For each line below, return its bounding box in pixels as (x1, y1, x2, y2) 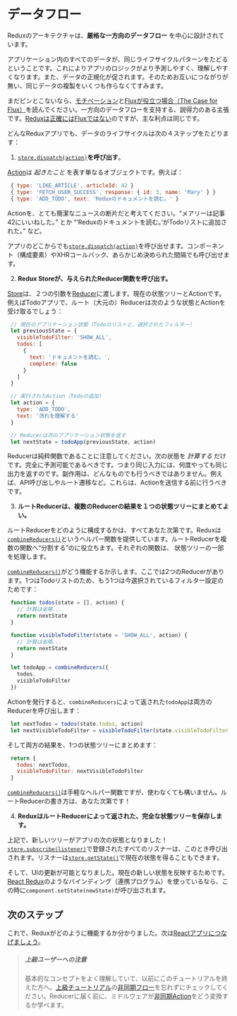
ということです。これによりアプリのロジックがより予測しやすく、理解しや (7, 64, 222, 72)
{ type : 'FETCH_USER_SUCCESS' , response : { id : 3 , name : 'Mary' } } (10, 189, 217, 196)
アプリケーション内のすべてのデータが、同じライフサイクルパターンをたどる (7, 54, 229, 64)
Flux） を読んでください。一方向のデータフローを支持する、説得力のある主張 (7, 105, 229, 114)
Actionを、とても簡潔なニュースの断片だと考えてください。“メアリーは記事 (7, 209, 226, 217)
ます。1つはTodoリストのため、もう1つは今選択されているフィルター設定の (7, 576, 224, 585)
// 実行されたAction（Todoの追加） (10, 393, 104, 400)
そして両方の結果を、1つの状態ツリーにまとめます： (7, 741, 159, 749)
